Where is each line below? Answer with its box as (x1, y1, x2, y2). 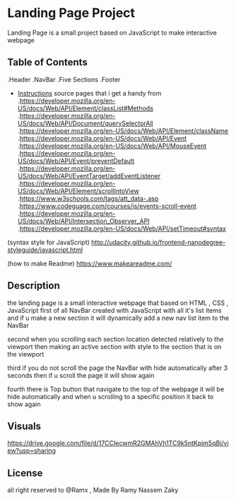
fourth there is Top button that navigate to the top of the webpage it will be (7, 384, 225, 393)
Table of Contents (7, 57, 88, 69)
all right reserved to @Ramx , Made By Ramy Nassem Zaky (7, 486, 179, 495)
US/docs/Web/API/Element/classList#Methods (17, 104, 154, 113)
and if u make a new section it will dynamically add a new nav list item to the (7, 313, 230, 322)
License (7, 467, 43, 479)
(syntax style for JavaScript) (7, 238, 90, 246)
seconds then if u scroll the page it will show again (7, 371, 155, 379)
